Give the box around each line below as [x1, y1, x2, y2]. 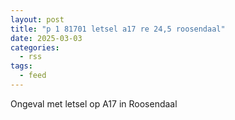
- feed [19, 71, 47, 81]
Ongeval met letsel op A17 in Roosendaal [10, 97, 178, 110]
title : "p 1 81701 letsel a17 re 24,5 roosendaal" [10, 24, 226, 34]
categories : [10, 42, 60, 53]
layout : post [10, 14, 65, 25]
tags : [10, 61, 33, 71]
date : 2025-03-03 [10, 33, 83, 43]
